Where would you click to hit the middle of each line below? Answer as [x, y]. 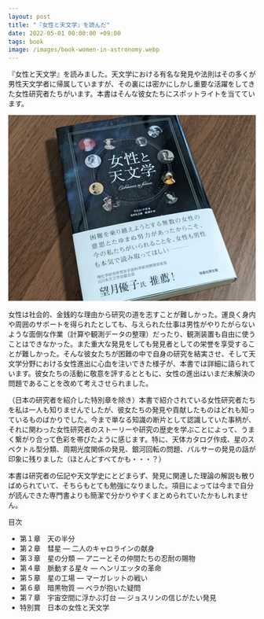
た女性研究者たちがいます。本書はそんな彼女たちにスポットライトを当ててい [132, 94]
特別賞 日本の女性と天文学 [64, 608]
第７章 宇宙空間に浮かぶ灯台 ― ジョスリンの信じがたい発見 [118, 598]
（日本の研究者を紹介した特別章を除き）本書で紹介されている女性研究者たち [132, 400]
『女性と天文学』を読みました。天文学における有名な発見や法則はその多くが [132, 74]
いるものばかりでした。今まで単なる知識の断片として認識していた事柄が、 [135, 420]
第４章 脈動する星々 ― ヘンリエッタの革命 [90, 568]
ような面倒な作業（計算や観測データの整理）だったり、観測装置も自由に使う [132, 334]
